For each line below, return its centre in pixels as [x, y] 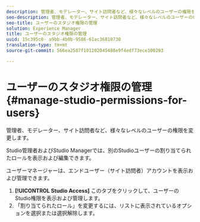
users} [23, 112]
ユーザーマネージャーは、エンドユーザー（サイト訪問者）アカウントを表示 [97, 170]
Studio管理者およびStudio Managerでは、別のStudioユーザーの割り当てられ [99, 150]
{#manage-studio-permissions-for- [97, 100]
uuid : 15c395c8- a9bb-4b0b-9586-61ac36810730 [63, 39]
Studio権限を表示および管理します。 [59, 198]
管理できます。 [35, 178]
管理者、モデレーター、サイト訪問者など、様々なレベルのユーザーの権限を [97, 130]
